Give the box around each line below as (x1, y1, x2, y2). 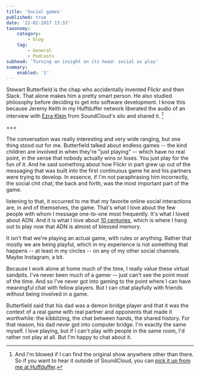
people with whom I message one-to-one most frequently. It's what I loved (6, 210, 189, 217)
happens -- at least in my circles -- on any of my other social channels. (6, 247, 180, 254)
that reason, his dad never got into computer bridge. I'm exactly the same (6, 321, 186, 328)
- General (27, 48, 52, 54)
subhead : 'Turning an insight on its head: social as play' (6, 58, 159, 64)
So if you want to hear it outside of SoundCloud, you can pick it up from (14, 357, 191, 364)
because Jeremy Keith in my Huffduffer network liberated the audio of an (6, 105, 186, 112)
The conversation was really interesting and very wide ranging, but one (6, 135, 181, 142)
